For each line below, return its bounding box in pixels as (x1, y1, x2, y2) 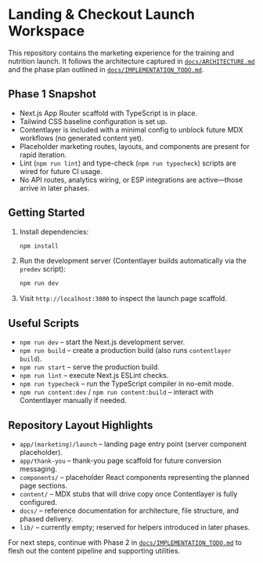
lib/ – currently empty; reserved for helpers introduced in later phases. (19, 522, 250, 532)
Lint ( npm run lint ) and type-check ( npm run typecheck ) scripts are (19, 158, 236, 168)
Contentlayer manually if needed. (19, 396, 127, 405)
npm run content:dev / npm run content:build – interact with (19, 387, 214, 397)
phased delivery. (19, 514, 74, 523)
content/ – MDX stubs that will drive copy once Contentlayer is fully (19, 489, 238, 499)
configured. (19, 497, 57, 507)
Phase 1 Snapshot (8, 88, 96, 101)
